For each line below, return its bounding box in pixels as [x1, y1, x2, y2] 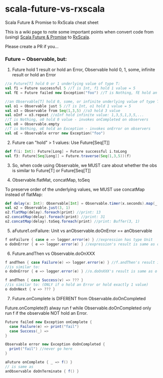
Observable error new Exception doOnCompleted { [5, 342, 105, 347]
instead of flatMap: [5, 191, 43, 198]
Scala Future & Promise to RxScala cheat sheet [5, 19, 98, 25]
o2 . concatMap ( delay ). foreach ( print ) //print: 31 [5, 215, 105, 219]
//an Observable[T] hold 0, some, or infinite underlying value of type [5, 99, 155, 104]
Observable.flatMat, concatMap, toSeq [12, 177, 90, 183]
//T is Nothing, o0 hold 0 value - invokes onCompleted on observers [5, 117, 149, 122]
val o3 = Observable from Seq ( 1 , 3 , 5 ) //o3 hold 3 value [5, 108, 120, 113]
